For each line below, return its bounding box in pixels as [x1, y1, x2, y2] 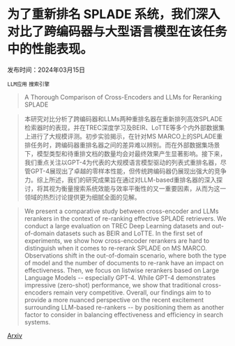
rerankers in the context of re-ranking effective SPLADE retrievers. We [24, 214, 227, 223]
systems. [24, 317, 51, 326]
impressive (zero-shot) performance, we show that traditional [24, 281, 202, 289]
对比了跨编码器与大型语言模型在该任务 [7, 24, 228, 40]
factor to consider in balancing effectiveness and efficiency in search [24, 310, 224, 319]
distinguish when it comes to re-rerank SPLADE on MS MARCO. [24, 244, 207, 252]
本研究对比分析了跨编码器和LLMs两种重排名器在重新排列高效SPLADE [24, 114, 223, 123]
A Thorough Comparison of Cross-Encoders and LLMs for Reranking [24, 93, 222, 101]
